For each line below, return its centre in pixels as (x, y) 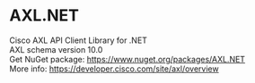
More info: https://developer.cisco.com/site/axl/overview (114, 69)
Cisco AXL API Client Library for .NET (79, 40)
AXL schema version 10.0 (56, 49)
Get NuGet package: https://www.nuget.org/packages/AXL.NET (127, 59)
